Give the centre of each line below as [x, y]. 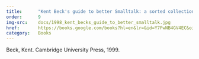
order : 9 [24, 17]
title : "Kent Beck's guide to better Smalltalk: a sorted [86, 11]
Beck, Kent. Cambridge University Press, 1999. [63, 50]
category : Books [29, 33]
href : [13, 28]
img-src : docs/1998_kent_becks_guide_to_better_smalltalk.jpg [88, 22]
